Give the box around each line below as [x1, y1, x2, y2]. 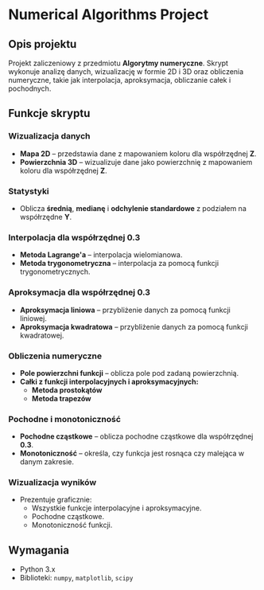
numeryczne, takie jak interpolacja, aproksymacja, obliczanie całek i [8, 76, 231, 84]
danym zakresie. [19, 457, 74, 467]
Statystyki [8, 186, 49, 197]
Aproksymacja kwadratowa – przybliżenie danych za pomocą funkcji [19, 322, 249, 331]
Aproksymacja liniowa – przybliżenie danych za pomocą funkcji [19, 305, 231, 315]
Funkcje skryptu [8, 107, 91, 120]
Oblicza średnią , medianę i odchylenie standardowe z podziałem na [19, 203, 247, 213]
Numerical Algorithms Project [8, 6, 209, 24]
